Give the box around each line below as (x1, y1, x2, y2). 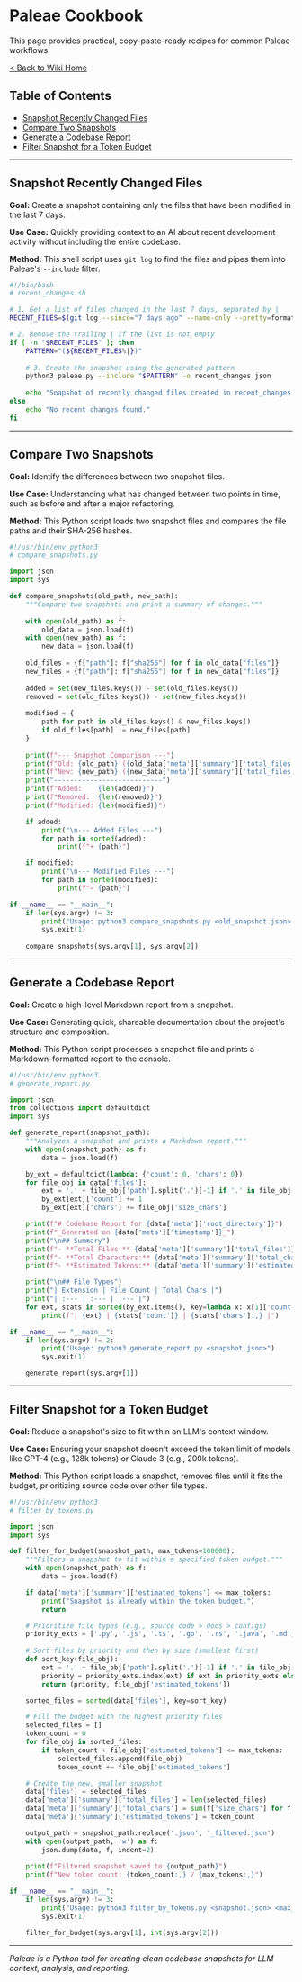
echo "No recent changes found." (25, 405, 151, 414)
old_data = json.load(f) (41, 625, 135, 634)
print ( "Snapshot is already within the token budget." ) (41, 1596, 255, 1605)
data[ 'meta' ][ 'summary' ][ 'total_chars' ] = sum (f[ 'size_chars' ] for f (25, 1804, 292, 1814)
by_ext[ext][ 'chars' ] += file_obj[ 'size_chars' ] (41, 1204, 227, 1213)
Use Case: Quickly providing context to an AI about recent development (9, 226, 276, 237)
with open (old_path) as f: (25, 616, 127, 626)
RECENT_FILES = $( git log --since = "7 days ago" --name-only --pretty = (9, 314, 271, 323)
